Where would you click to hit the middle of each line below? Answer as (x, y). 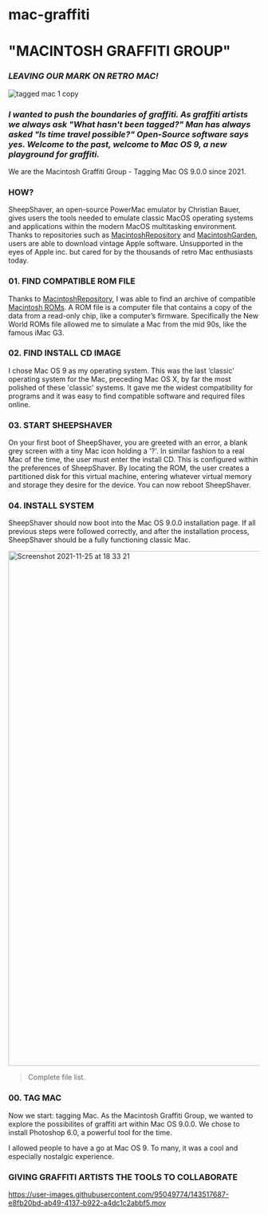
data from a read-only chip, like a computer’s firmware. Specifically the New (134, 315)
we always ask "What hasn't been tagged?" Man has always (130, 124)
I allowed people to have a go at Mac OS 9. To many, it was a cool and (123, 1148)
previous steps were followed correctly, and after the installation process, (129, 532)
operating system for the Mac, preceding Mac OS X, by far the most (120, 379)
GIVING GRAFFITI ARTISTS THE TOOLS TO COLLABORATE (123, 1177)
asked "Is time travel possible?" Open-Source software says (128, 134)
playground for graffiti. (54, 154)
